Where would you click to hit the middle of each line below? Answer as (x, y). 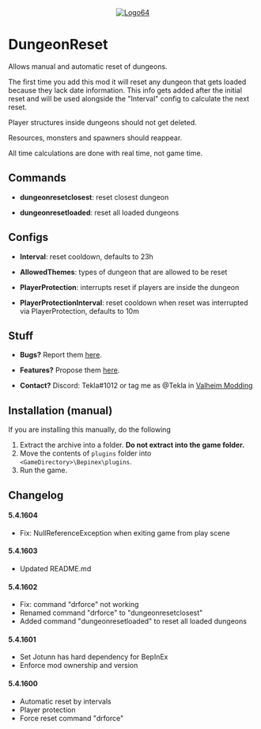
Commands (38, 178)
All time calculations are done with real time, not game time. (106, 153)
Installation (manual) (61, 410)
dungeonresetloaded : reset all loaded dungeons (99, 212)
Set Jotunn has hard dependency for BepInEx (94, 657)
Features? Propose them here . (70, 370)
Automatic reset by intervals (66, 701)
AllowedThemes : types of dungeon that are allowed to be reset (123, 272)
